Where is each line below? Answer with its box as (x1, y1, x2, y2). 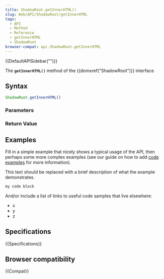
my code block (5, 184, 35, 189)
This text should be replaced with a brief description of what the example (5, 169, 155, 175)
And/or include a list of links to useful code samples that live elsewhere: (5, 192, 153, 199)
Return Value (5, 120, 37, 127)
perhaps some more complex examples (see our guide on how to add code (5, 154, 159, 160)
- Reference (9, 30, 35, 35)
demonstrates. (5, 174, 35, 180)
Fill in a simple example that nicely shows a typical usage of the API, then (5, 149, 155, 155)
